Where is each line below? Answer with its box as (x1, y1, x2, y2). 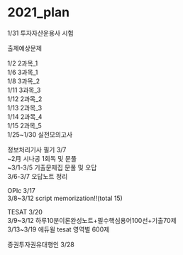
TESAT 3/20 (7, 207, 43, 216)
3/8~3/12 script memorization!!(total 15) (7, 194, 123, 202)
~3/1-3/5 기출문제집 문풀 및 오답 (7, 163, 97, 172)
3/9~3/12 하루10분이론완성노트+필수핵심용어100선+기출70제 (7, 216, 177, 224)
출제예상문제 (7, 43, 43, 52)
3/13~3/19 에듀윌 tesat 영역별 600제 (7, 225, 110, 234)
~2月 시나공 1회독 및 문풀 (7, 154, 77, 162)
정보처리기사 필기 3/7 (7, 145, 67, 154)
